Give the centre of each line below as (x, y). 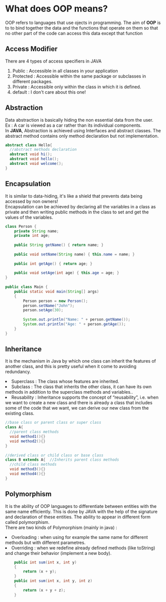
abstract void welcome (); (37, 164)
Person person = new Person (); (56, 301)
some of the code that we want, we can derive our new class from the (77, 408)
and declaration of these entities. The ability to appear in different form (78, 517)
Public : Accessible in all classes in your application (65, 71)
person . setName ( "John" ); (49, 306)
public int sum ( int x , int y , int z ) (53, 581)
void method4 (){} (28, 474)
